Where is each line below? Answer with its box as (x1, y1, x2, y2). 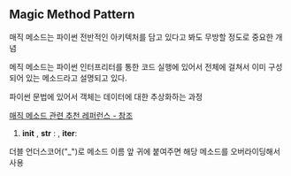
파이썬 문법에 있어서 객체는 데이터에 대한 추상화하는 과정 (9, 91, 203, 102)
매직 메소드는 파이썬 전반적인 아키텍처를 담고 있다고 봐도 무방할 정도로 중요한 (9, 31, 274, 42)
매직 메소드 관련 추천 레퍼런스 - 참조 (9, 110, 134, 120)
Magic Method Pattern (9, 7, 135, 22)
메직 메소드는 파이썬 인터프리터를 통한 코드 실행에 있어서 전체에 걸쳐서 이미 (9, 61, 267, 72)
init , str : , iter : (21, 127, 78, 138)
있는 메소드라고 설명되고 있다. (25, 73, 127, 83)
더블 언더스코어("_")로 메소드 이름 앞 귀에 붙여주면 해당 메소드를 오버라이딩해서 (9, 146, 281, 157)
